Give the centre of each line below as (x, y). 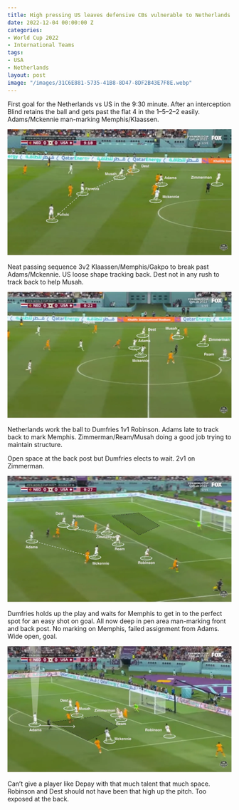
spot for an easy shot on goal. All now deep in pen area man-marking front (117, 621)
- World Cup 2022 (33, 38)
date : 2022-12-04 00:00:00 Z (51, 22)
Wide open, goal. (32, 636)
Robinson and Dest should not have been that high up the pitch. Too (107, 791)
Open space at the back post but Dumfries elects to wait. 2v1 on (101, 458)
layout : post (27, 75)
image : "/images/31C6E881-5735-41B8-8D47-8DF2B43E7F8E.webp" (100, 83)
